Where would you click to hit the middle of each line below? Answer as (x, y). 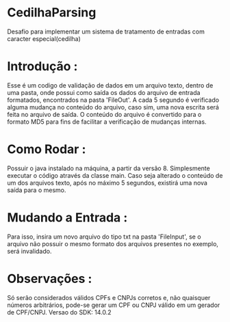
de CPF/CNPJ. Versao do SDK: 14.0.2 (59, 312)
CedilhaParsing (52, 13)
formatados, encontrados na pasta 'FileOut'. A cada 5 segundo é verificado (113, 100)
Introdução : (42, 67)
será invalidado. (29, 251)
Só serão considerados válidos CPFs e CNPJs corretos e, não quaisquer (109, 297)
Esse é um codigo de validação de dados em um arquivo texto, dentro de (110, 85)
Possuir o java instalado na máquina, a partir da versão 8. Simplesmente (108, 168)
